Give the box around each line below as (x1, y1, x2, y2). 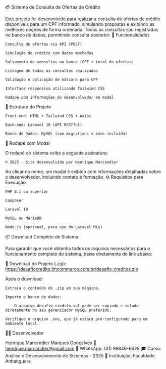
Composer (5, 198, 24, 203)
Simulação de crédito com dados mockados (5, 51, 94, 56)
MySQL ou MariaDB (5, 216, 42, 221)
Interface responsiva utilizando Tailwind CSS (5, 86, 105, 91)
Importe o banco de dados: (5, 295, 62, 300)
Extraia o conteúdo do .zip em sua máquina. (5, 285, 100, 291)
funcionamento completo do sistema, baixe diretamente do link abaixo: (5, 251, 152, 257)
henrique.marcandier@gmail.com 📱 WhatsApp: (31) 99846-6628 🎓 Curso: (5, 346, 161, 351)
